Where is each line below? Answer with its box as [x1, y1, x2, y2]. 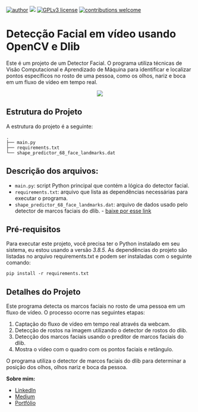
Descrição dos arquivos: [6, 166, 99, 176]
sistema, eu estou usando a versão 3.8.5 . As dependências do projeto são [6, 246, 187, 254]
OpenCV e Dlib [6, 40, 80, 54]
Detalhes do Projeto [6, 286, 81, 297]
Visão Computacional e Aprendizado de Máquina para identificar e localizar [6, 65, 191, 73]
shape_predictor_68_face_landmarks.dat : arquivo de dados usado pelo [14, 201, 188, 208]
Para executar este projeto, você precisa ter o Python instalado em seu [6, 240, 180, 247]
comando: [6, 259, 31, 266]
